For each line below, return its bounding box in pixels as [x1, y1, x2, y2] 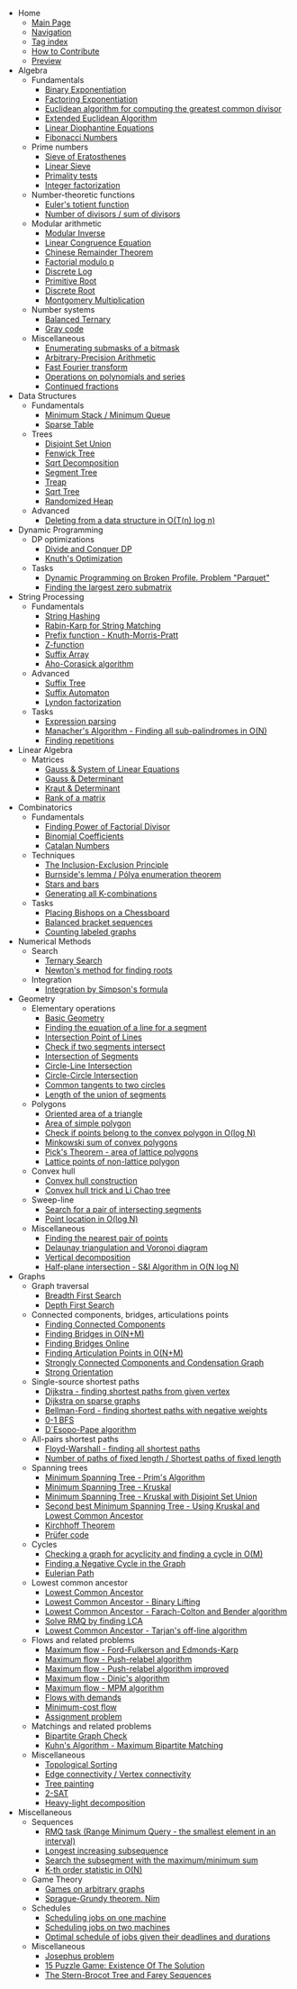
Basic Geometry [44, 1013, 105, 1023]
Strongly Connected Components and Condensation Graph [44, 1358, 265, 1367]
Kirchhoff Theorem [44, 1520, 115, 1530]
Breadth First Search [44, 1290, 121, 1301]
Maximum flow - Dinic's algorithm [44, 1673, 170, 1684]
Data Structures [17, 391, 76, 401]
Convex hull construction [44, 1176, 138, 1185]
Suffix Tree [44, 677, 86, 688]
